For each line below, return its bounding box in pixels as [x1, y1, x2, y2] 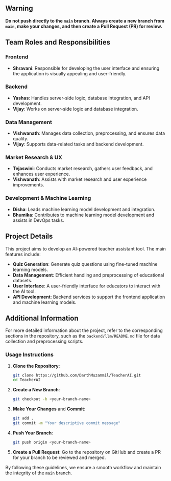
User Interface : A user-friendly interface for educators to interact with [12, 283, 161, 289]
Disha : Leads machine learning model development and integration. [12, 206, 156, 212]
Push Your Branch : [12, 430, 54, 436]
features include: [5, 251, 41, 257]
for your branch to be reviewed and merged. [12, 454, 106, 461]
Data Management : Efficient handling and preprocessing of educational [12, 271, 164, 278]
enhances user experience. [12, 171, 70, 177]
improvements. [12, 182, 44, 188]
